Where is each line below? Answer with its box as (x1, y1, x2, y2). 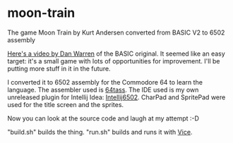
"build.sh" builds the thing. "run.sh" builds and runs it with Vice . (7, 128, 193, 136)
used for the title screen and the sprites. (7, 100, 124, 108)
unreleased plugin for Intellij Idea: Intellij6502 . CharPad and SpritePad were (7, 93, 226, 101)
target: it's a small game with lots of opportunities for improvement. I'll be (7, 56, 220, 65)
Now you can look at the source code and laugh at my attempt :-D (7, 114, 200, 123)
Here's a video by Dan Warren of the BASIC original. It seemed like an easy (7, 49, 226, 58)
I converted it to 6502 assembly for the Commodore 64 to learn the (7, 77, 203, 86)
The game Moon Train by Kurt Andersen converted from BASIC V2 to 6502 (7, 28, 225, 37)
